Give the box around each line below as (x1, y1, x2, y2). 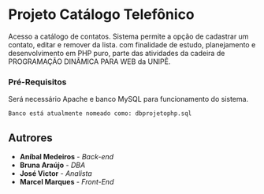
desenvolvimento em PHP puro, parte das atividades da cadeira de (8, 48, 225, 58)
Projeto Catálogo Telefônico (8, 6, 195, 24)
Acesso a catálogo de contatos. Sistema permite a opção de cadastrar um (8, 32, 249, 41)
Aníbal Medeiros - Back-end (19, 152, 114, 162)
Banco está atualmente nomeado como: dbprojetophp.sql (8, 110, 192, 118)
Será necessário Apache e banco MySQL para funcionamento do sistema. (8, 95, 249, 104)
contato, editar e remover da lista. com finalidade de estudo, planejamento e (8, 39, 256, 49)
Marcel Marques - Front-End (19, 177, 114, 187)
